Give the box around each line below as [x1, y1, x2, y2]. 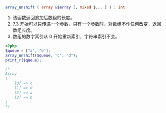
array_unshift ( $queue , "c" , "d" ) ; [5, 53, 78, 58]
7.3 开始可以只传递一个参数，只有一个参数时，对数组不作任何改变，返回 [12, 21, 161, 27]
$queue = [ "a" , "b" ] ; [5, 48, 51, 53]
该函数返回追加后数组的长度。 [12, 14, 75, 20]
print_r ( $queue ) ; [5, 58, 42, 63]
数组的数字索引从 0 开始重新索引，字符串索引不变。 [12, 33, 120, 39]
